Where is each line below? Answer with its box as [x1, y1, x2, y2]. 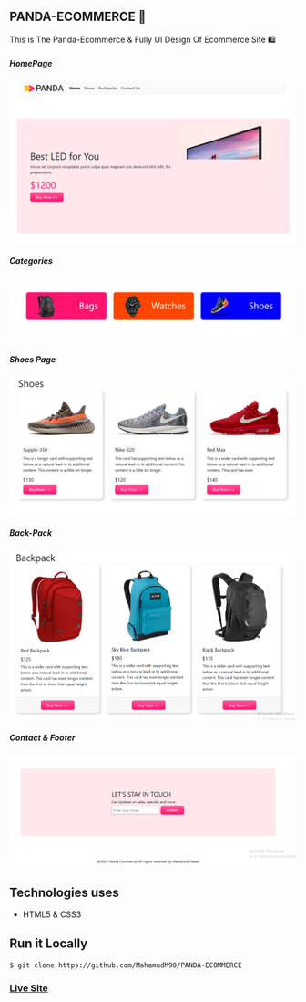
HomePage [9, 58, 53, 69]
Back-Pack [9, 527, 53, 538]
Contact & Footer [9, 732, 76, 743]
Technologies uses [9, 884, 120, 900]
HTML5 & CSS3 [22, 909, 82, 920]
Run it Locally [9, 935, 88, 951]
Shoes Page [9, 354, 56, 365]
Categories [9, 255, 53, 266]
